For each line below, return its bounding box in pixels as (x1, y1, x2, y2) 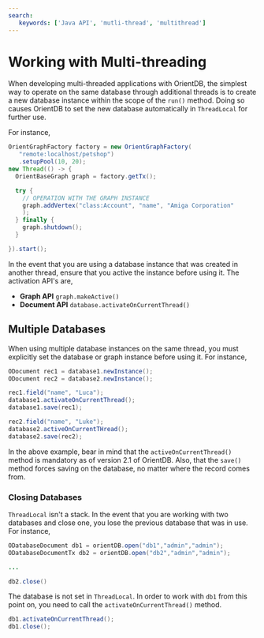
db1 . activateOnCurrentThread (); (8, 615, 114, 624)
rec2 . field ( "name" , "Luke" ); (8, 418, 104, 426)
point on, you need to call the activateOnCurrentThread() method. (8, 600, 222, 610)
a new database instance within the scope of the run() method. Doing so (8, 96, 245, 105)
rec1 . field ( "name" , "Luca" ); (8, 388, 104, 397)
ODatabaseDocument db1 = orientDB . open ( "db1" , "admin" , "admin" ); (8, 542, 224, 550)
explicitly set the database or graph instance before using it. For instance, (8, 352, 247, 362)
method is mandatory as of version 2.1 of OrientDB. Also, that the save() (8, 455, 242, 464)
